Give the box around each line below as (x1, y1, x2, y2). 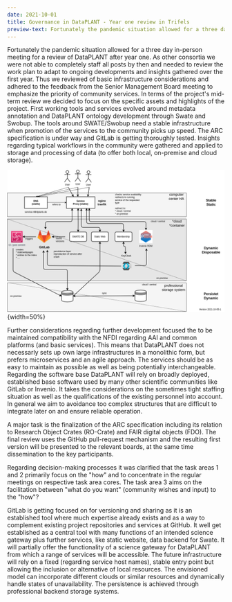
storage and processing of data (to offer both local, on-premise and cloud (7, 149, 217, 157)
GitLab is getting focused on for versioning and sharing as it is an (7, 506, 193, 515)
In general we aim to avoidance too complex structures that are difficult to (7, 400, 217, 408)
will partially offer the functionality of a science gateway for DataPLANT (7, 543, 211, 551)
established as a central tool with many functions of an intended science (7, 529, 213, 537)
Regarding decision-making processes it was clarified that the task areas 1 (7, 463, 219, 472)
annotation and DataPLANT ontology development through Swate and (7, 112, 206, 121)
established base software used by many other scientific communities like (7, 378, 217, 386)
